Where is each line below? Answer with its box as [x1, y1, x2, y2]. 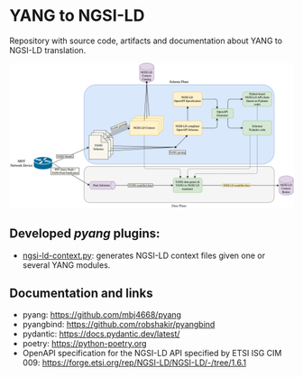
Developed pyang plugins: [9, 226, 161, 242]
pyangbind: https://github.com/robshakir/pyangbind [22, 319, 216, 330]
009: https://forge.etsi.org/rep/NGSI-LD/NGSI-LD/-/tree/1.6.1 [22, 357, 246, 368]
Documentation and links [9, 286, 153, 301]
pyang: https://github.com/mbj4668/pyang [22, 309, 182, 320]
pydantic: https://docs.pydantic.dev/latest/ [22, 328, 180, 339]
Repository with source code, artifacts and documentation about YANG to [9, 35, 282, 46]
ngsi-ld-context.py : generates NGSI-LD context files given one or [22, 250, 266, 261]
